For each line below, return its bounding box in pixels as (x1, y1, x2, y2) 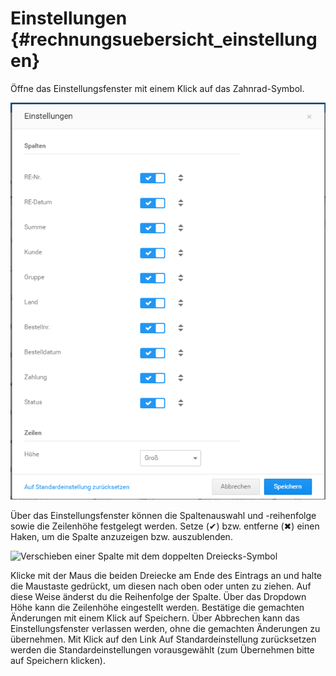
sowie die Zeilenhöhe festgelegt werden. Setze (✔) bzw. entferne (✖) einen (10, 520, 320, 532)
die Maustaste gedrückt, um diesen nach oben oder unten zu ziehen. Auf (10, 580, 312, 592)
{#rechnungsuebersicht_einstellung (10, 28, 318, 51)
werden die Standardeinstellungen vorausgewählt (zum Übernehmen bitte (10, 643, 315, 656)
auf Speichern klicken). (10, 654, 106, 666)
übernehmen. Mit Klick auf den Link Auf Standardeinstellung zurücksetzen (10, 633, 317, 645)
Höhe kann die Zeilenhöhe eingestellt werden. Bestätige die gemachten (10, 601, 305, 613)
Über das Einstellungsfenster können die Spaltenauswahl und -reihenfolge (10, 509, 317, 521)
